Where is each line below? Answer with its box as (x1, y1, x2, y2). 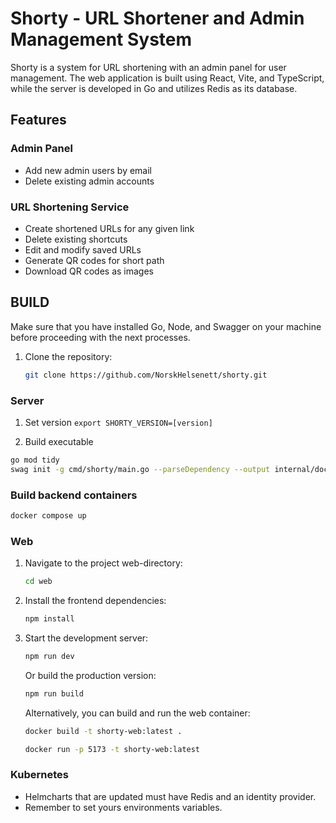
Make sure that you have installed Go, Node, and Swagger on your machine (10, 320, 322, 332)
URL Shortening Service (10, 200, 130, 214)
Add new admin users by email (24, 164, 153, 176)
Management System (10, 28, 193, 51)
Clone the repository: (24, 350, 113, 362)
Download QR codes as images (24, 265, 155, 277)
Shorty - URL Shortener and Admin (10, 7, 305, 30)
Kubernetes (10, 768, 69, 782)
